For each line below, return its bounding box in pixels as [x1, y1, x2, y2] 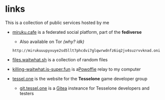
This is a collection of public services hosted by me [5, 20, 109, 25]
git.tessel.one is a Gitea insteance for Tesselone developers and [19, 85, 150, 91]
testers [19, 90, 34, 96]
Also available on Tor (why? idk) [19, 38, 85, 45]
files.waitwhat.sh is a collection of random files [12, 56, 108, 62]
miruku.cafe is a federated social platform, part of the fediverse [12, 29, 142, 35]
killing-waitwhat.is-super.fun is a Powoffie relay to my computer [12, 66, 141, 72]
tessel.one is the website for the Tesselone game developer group [12, 75, 148, 81]
